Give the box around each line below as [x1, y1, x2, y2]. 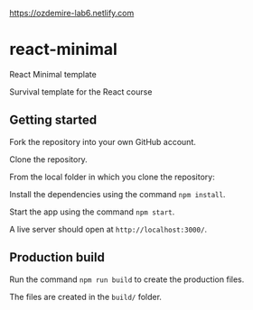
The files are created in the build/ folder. [9, 291, 163, 302]
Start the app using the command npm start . [9, 206, 175, 217]
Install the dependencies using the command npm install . [9, 188, 226, 199]
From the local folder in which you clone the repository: [9, 171, 215, 182]
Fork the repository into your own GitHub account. [9, 136, 196, 147]
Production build [9, 250, 106, 265]
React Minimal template [9, 68, 97, 79]
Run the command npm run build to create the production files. [9, 274, 245, 285]
